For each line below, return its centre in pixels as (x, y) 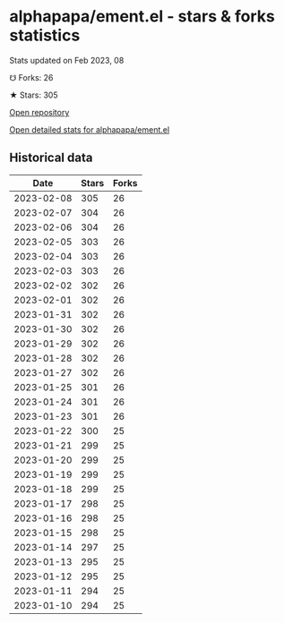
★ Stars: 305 (34, 95)
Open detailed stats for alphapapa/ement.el (90, 129)
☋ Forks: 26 (31, 77)
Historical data (51, 158)
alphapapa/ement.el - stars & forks (142, 17)
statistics (45, 35)
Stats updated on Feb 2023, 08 (67, 60)
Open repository (39, 112)
